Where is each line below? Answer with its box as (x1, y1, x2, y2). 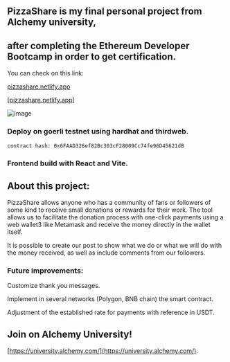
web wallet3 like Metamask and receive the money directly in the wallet (7, 221, 211, 229)
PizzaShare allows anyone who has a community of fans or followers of (7, 199, 211, 207)
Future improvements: (7, 266, 84, 275)
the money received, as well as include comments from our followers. (7, 248, 206, 257)
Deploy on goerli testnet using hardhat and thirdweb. (7, 127, 189, 136)
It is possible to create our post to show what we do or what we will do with (7, 242, 222, 250)
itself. (7, 228, 23, 236)
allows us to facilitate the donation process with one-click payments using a (7, 213, 224, 221)
